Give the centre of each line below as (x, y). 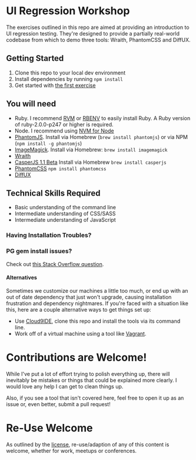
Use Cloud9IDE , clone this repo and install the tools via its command (97, 321)
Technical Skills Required (54, 193)
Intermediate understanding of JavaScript (65, 220)
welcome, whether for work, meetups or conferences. (72, 451)
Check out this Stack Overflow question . (55, 264)
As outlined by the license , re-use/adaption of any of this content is (88, 444)
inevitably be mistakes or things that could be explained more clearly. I (92, 380)
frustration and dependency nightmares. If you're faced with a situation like (97, 303)
